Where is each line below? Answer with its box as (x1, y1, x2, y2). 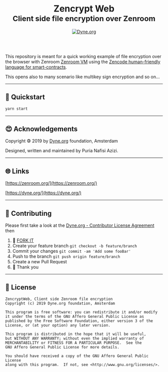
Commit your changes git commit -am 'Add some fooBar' (12, 248, 131, 254)
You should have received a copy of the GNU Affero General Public (5, 353, 149, 358)
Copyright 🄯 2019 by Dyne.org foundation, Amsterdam (5, 138, 118, 144)
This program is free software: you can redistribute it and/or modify (5, 309, 157, 314)
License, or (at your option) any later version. (5, 322, 111, 328)
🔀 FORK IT (12, 237, 34, 243)
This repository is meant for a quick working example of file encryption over (5, 53, 161, 59)
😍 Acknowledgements (5, 125, 78, 133)
